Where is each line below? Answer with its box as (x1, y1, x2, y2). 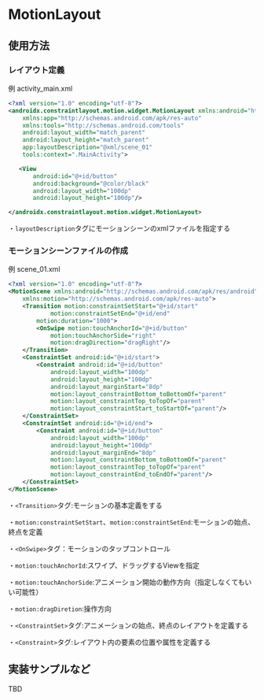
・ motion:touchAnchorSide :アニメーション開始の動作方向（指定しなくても (8, 577, 245, 587)
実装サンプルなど (8, 663, 91, 676)
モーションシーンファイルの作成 (8, 246, 128, 257)
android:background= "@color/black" (32, 180, 149, 187)
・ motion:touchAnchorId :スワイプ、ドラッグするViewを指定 (8, 561, 200, 570)
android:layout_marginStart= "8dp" (49, 383, 163, 391)
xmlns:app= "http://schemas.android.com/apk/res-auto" (22, 114, 202, 122)
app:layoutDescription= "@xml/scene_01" (22, 143, 153, 151)
